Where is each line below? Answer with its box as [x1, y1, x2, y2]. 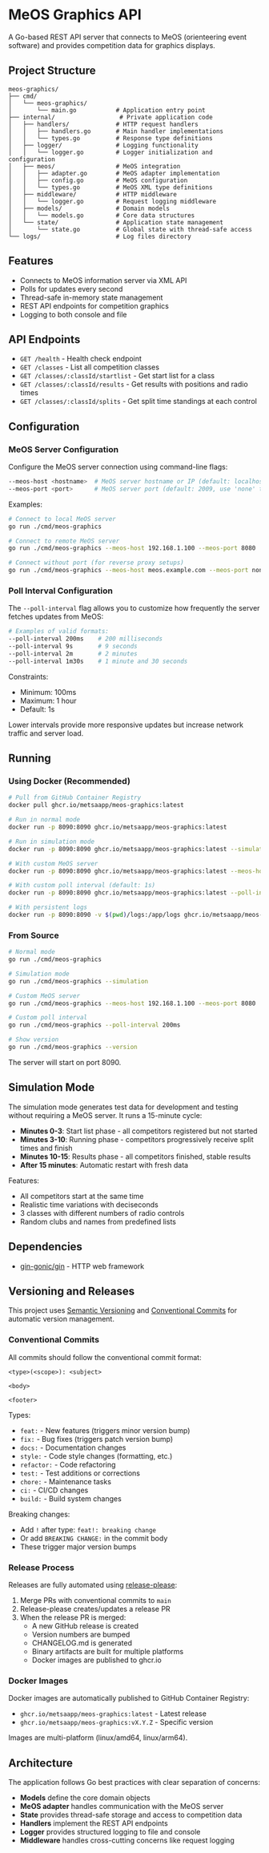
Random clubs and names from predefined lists [19, 1217, 176, 1226]
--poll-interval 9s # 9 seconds [8, 643, 138, 651]
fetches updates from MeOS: [8, 612, 104, 622]
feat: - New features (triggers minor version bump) [19, 1425, 191, 1435]
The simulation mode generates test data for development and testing [8, 1102, 239, 1112]
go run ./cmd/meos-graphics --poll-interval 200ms [8, 1021, 181, 1029]
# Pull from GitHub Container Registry [8, 793, 142, 802]
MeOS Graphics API [8, 6, 142, 24]
